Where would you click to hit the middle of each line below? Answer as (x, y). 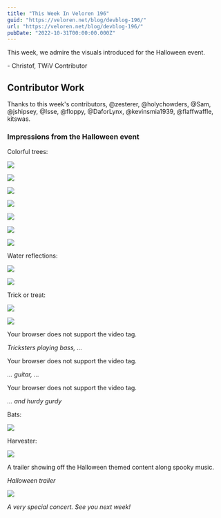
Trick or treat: (27, 295)
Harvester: (22, 441)
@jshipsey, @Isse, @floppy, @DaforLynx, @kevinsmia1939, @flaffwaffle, (110, 112)
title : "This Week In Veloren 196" (58, 13)
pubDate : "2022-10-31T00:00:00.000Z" (61, 33)
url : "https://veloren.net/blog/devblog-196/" (75, 26)
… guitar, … (23, 374)
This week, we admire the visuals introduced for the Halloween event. (106, 52)
